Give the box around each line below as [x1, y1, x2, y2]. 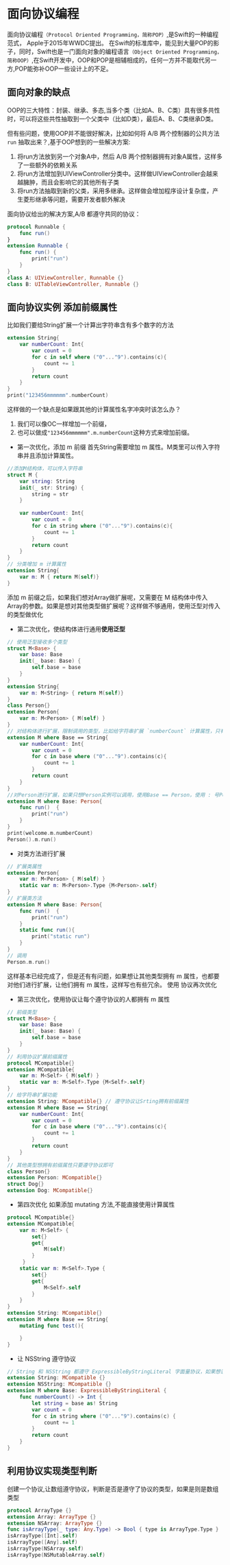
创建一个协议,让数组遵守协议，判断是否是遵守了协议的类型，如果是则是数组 [7, 1485, 219, 1493]
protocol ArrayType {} [7, 1507, 72, 1514]
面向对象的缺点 [7, 86, 71, 98]
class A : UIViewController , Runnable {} [7, 274, 125, 281]
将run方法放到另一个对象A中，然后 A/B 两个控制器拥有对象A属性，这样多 [16, 152, 222, 160]
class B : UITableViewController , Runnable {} [7, 280, 139, 288]
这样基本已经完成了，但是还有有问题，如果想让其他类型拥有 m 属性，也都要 [7, 971, 220, 980]
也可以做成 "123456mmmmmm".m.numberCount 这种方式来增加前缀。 [16, 428, 194, 437]
